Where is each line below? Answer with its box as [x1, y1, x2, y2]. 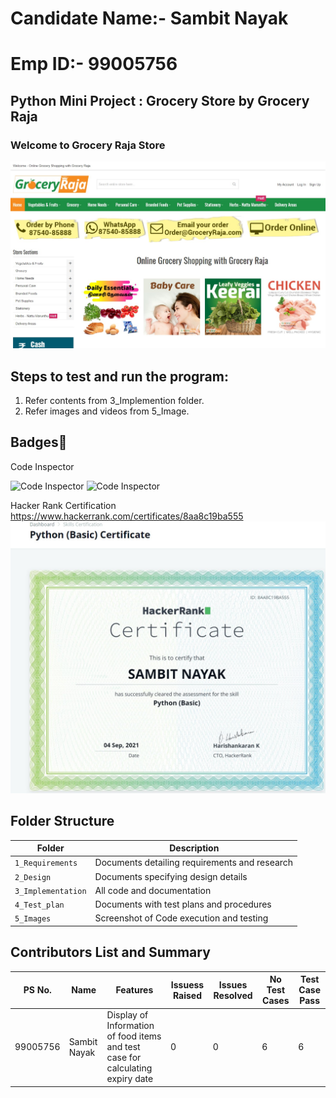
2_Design [14, 872, 52, 882]
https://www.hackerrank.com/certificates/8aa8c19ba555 [10, 510, 244, 522]
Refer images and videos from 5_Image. [24, 405, 190, 417]
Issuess [170, 978, 205, 991]
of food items [106, 1030, 162, 1042]
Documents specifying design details [94, 870, 248, 882]
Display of [106, 1009, 149, 1021]
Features [115, 984, 154, 996]
